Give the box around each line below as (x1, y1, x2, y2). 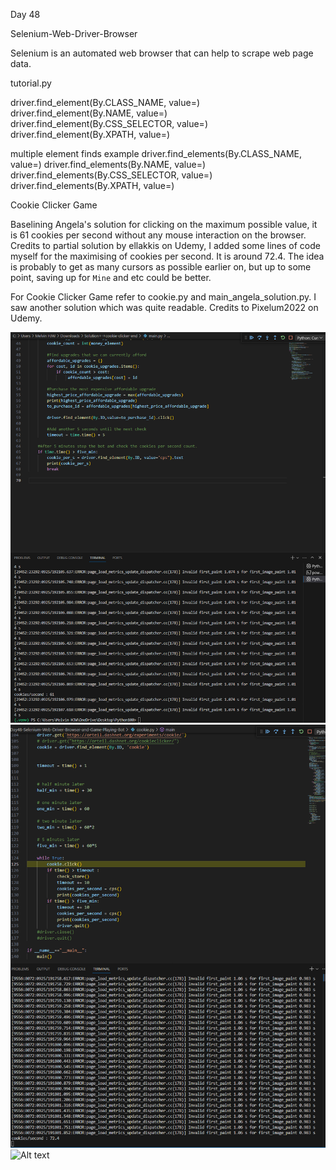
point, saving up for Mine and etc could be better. (10, 272, 212, 283)
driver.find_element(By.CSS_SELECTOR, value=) (10, 118, 208, 129)
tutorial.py (10, 77, 52, 89)
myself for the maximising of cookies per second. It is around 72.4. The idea (10, 250, 325, 262)
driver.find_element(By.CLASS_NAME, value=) (10, 97, 201, 108)
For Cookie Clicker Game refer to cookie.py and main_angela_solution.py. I (10, 291, 317, 303)
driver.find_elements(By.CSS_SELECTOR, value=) (10, 169, 213, 181)
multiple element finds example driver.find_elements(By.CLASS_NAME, (10, 148, 302, 159)
